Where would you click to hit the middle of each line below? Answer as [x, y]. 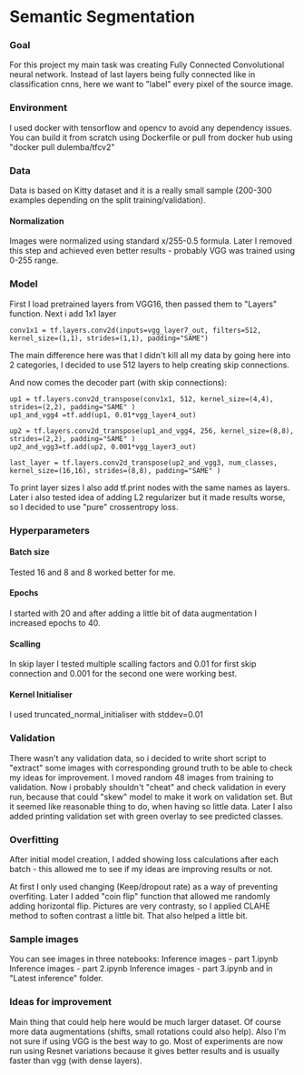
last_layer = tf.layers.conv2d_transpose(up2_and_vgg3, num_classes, [144, 462]
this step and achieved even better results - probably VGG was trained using [152, 251]
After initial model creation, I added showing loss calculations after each [144, 859]
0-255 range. [34, 260]
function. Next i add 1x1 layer [63, 313]
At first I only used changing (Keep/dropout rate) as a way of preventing [144, 886]
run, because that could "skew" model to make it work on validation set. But [151, 797]
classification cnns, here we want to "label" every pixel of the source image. [152, 85]
